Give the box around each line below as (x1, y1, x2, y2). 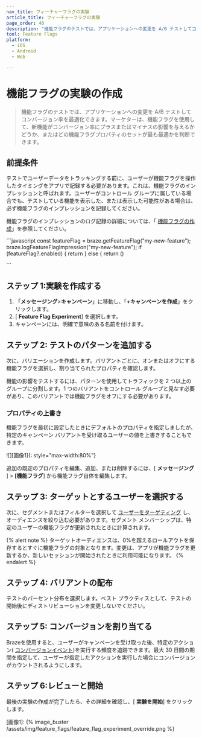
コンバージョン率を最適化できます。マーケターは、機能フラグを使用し (21, 115, 195, 122)
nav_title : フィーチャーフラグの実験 (6, 8, 90, 15)
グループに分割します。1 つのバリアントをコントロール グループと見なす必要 (6, 385, 195, 392)
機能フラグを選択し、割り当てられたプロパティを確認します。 (6, 364, 159, 372)
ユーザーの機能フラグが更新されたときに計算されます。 (16, 524, 154, 531)
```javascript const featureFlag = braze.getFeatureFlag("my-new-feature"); (6, 237, 191, 244)
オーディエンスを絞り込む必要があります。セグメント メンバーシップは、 (6, 517, 186, 524)
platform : (6, 37, 31, 43)
